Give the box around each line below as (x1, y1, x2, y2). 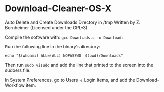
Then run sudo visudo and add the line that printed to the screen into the (5, 62, 153, 68)
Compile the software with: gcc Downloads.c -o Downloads (5, 34, 124, 40)
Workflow (5, 82, 25, 88)
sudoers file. (5, 67, 31, 73)
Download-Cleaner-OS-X (5, 3, 112, 14)
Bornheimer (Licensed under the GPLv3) (5, 24, 88, 30)
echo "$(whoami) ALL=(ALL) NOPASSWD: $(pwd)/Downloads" (5, 53, 123, 58)
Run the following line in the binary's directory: (5, 44, 101, 49)
